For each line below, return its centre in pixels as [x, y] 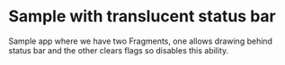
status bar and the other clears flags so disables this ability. [119, 50]
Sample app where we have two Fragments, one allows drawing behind [141, 41]
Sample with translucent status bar [142, 16]
